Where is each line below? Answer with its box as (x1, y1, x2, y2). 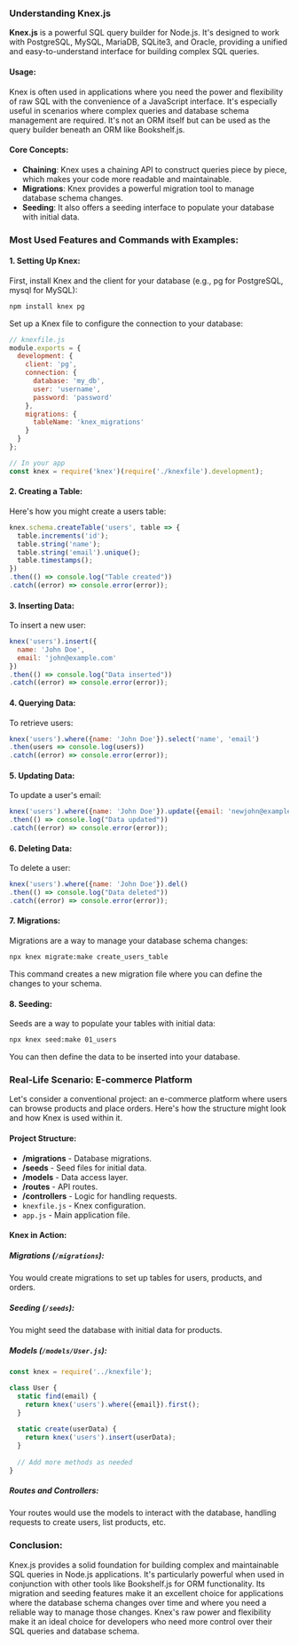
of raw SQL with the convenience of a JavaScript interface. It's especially (9, 96, 278, 107)
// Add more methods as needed (17, 1457, 133, 1466)
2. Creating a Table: (9, 486, 83, 497)
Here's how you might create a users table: (9, 506, 167, 516)
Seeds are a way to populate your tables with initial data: (9, 1018, 216, 1029)
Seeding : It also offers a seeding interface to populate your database (21, 202, 275, 212)
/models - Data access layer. (21, 1171, 129, 1182)
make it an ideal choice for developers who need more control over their (9, 1616, 273, 1626)
